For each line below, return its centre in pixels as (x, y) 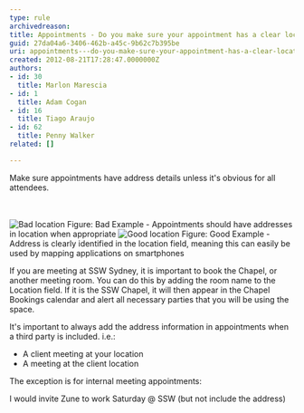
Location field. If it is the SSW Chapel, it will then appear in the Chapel (140, 290)
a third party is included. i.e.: (62, 336)
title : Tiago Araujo (56, 119)
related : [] (32, 144)
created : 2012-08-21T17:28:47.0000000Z (85, 60)
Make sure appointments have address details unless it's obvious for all (142, 178)
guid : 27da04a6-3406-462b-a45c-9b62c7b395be (95, 43)
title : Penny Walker (56, 136)
